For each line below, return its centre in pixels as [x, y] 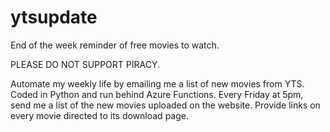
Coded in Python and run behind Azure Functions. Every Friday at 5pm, [157, 94]
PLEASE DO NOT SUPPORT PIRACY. [85, 64]
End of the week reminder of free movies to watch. [115, 45]
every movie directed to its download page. [99, 115]
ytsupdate [54, 17]
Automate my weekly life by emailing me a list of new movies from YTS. [157, 83]
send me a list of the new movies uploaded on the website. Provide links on [165, 105]
